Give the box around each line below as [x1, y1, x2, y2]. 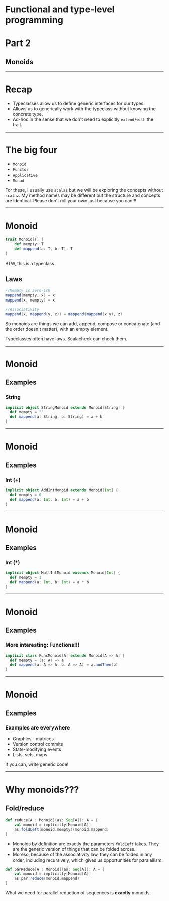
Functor [12, 167, 29, 173]
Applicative [12, 173, 38, 178]
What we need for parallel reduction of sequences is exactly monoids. [5, 890, 151, 896]
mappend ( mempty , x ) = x [5, 293, 55, 298]
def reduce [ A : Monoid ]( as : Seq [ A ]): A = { [5, 818, 98, 823]
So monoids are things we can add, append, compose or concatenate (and [5, 320, 160, 327]
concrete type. [12, 111, 43, 117]
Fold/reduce [5, 804, 44, 812]
